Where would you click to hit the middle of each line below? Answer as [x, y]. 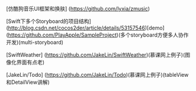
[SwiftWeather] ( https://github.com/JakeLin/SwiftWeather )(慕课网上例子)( [96, 55]
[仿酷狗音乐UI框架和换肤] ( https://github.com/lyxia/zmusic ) [78, 9]
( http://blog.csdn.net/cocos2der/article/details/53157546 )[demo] [85, 28]
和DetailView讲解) [28, 82]
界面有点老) [30, 62]
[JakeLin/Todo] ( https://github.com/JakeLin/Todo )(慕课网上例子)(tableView [97, 75]
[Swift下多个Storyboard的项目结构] [49, 21]
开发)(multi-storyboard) [35, 42]
